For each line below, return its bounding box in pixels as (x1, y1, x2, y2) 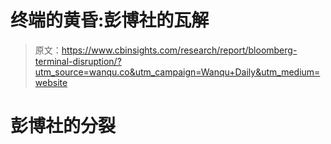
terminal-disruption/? (34, 55, 122, 67)
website (34, 76, 68, 88)
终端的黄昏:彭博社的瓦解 (10, 9, 210, 32)
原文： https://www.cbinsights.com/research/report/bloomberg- (34, 44, 298, 56)
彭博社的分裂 (10, 115, 117, 138)
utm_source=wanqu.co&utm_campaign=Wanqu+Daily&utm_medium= (34, 66, 321, 78)
